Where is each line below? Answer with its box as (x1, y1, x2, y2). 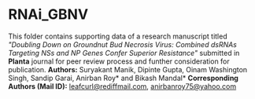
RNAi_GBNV (8, 5, 89, 24)
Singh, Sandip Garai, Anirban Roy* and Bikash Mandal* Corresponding (8, 73, 238, 82)
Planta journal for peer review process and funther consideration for (8, 57, 230, 66)
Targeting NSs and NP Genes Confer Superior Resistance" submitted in (8, 48, 240, 57)
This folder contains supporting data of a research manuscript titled (8, 31, 227, 41)
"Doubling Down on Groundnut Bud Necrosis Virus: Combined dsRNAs (8, 39, 238, 49)
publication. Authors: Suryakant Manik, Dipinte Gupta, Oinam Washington (8, 64, 248, 74)
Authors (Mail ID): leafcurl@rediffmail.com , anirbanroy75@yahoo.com (8, 81, 237, 91)
